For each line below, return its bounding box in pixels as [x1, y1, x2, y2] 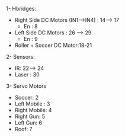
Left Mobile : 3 [14, 100, 50, 107]
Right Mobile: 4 [14, 107, 52, 113]
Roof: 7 [14, 126, 33, 132]
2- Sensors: [6, 53, 35, 60]
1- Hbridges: [6, 5, 37, 12]
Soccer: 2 [14, 94, 39, 101]
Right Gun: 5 [14, 113, 46, 120]
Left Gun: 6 [14, 119, 43, 126]
